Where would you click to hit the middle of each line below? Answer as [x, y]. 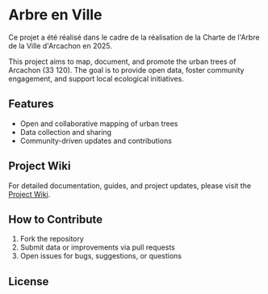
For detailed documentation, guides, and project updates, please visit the [130, 185]
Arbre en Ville [55, 15]
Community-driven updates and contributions [96, 141]
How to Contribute [56, 219]
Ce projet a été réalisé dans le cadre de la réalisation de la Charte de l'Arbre [134, 37]
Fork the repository [52, 239]
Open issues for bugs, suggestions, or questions [100, 256]
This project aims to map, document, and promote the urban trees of [122, 61]
